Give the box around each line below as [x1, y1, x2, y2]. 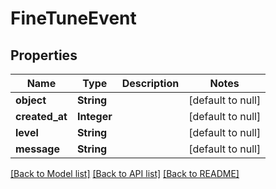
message [15, 142, 60, 156]
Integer [76, 110, 113, 123]
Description [121, 77, 180, 90]
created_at [15, 110, 68, 123]
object [15, 93, 47, 107]
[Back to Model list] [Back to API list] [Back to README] [10, 168, 240, 179]
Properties [10, 47, 78, 64]
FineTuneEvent [10, 7, 137, 30]
